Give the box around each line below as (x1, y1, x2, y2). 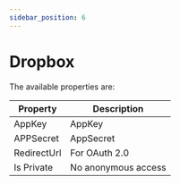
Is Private (13, 161, 54, 173)
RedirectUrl (13, 147, 62, 159)
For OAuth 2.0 (70, 147, 130, 159)
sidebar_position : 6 (9, 13, 87, 22)
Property (17, 102, 57, 114)
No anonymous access (70, 161, 167, 173)
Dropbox (9, 51, 75, 71)
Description (92, 102, 144, 114)
